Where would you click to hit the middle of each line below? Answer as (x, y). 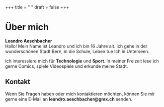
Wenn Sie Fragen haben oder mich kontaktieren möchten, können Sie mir (80, 94)
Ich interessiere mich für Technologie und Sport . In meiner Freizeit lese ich (82, 61)
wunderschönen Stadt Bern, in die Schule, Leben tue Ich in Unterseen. (77, 51)
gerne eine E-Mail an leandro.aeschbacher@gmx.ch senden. (69, 99)
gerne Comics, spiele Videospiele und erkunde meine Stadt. (67, 66)
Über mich (27, 27)
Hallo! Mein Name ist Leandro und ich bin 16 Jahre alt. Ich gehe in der (76, 46)
